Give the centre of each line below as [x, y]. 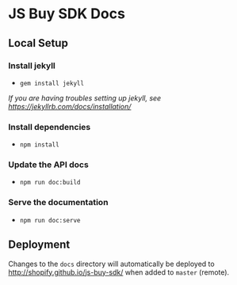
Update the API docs [48, 165]
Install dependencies [50, 127]
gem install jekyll [52, 83]
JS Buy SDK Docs [67, 14]
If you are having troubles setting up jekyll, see [85, 98]
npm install [39, 145]
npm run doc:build [50, 183]
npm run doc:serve [50, 220]
